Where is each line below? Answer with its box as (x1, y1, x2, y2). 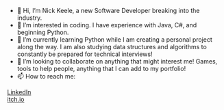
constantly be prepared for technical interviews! (16, 50, 153, 58)
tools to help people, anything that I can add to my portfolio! (16, 65, 186, 72)
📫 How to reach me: (16, 72, 76, 80)
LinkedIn (7, 88, 32, 96)
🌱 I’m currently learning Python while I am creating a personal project (16, 36, 212, 44)
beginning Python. (16, 28, 69, 36)
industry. (16, 14, 42, 22)
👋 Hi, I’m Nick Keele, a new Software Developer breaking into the (16, 7, 200, 14)
